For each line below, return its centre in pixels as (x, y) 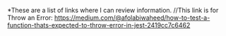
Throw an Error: (30, 18)
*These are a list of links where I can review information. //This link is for (113, 10)
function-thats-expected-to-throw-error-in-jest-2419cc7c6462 (99, 25)
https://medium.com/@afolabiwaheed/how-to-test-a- (132, 18)
